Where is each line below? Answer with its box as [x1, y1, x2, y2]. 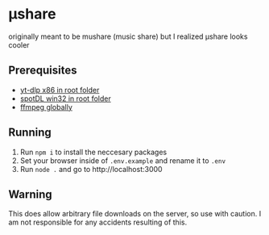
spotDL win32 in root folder [19, 94, 111, 103]
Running [8, 126, 52, 140]
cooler [8, 40, 30, 49]
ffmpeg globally [19, 102, 72, 111]
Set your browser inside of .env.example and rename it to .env [19, 155, 226, 166]
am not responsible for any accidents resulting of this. [8, 217, 188, 227]
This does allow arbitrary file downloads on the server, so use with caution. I [8, 209, 262, 219]
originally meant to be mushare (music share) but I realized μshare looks [8, 31, 248, 41]
